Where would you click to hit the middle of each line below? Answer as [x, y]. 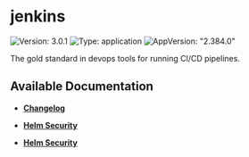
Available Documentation [82, 87]
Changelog [44, 108]
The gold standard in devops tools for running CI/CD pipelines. [125, 58]
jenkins [38, 17]
